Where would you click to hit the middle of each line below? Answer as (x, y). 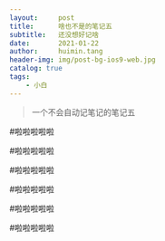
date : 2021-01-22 (54, 43)
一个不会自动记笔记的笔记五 (83, 112)
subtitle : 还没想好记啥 (54, 34)
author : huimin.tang (56, 52)
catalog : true (36, 69)
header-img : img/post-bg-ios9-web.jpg (82, 60)
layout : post (42, 18)
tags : (19, 77)
